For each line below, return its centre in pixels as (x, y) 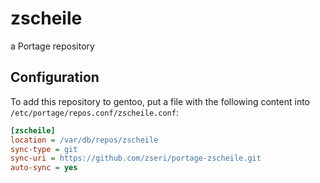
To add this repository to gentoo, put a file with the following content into (160, 101)
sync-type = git (44, 149)
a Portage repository (52, 46)
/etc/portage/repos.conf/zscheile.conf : (94, 112)
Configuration (55, 77)
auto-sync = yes (44, 168)
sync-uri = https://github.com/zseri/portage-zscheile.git (136, 158)
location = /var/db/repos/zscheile (84, 140)
